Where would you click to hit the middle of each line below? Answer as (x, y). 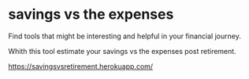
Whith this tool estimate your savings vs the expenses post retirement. (122, 51)
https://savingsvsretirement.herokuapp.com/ (81, 66)
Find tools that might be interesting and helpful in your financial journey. (125, 36)
